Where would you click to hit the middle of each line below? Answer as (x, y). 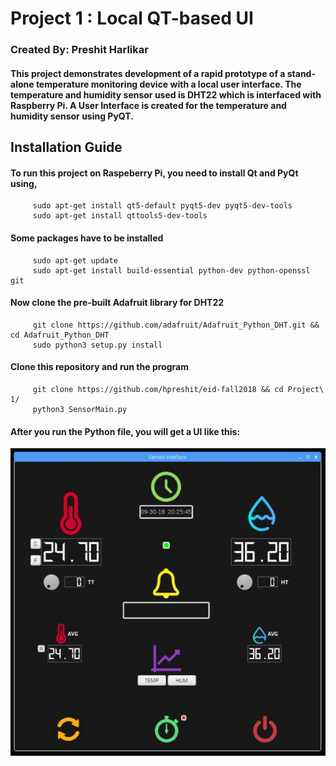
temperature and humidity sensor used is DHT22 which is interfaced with (166, 94)
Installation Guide (66, 147)
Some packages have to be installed (87, 238)
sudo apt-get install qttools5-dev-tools (120, 216)
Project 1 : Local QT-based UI (132, 18)
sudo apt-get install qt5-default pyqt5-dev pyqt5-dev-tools (162, 206)
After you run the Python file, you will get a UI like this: (125, 431)
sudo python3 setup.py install (97, 345)
